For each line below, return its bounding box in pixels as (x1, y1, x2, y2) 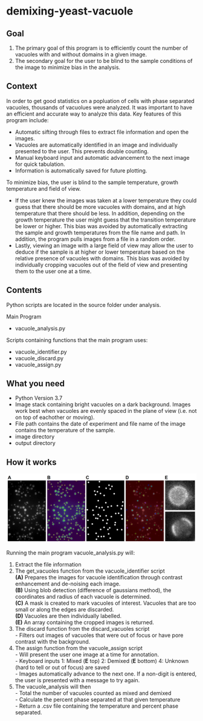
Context (6, 81, 37, 91)
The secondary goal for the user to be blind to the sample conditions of (14, 58, 193, 64)
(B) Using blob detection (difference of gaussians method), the (14, 587, 172, 594)
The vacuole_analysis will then (14, 683, 91, 691)
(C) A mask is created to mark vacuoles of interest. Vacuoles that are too (14, 599, 196, 607)
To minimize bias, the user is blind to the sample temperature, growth (6, 179, 179, 186)
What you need (6, 378, 65, 389)
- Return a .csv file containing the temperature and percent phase (14, 702, 179, 709)
